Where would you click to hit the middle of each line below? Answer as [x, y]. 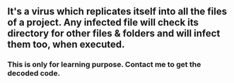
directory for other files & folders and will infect [114, 33]
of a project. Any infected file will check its [103, 23]
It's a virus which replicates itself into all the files [117, 12]
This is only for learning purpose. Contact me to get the [104, 65]
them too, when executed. [66, 45]
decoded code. [34, 73]
